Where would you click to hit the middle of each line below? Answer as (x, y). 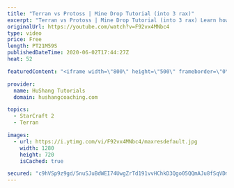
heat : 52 (20, 59)
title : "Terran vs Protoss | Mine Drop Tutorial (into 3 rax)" (101, 14)
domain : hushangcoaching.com (56, 97)
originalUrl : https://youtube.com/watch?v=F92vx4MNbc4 (88, 26)
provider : (22, 84)
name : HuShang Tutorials (49, 91)
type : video (24, 33)
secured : (20, 174)
